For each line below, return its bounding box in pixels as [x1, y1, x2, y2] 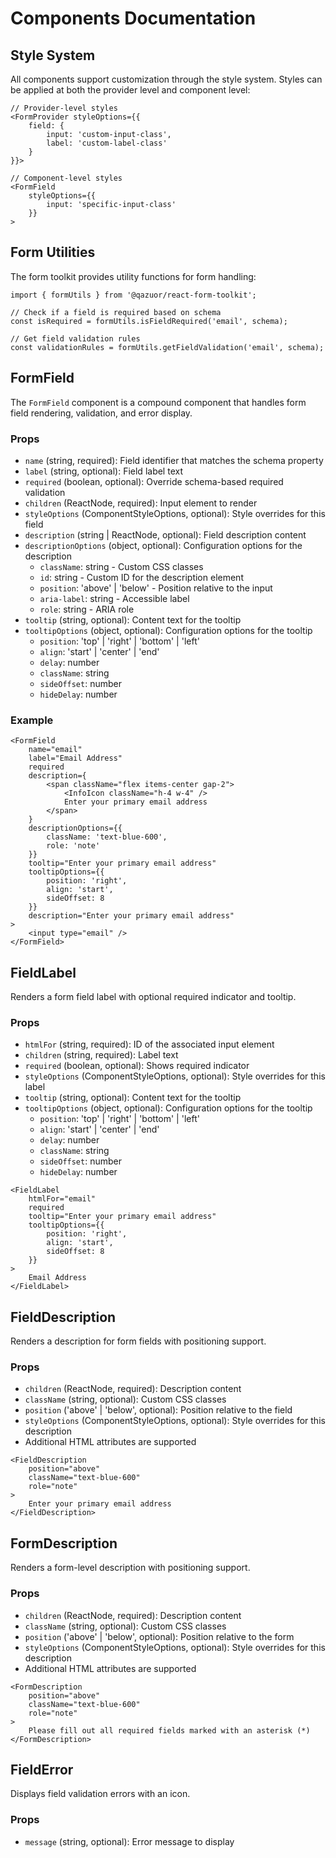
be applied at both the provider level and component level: [10, 84, 251, 96]
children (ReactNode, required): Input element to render [24, 497, 258, 509]
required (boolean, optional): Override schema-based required [24, 475, 284, 487]
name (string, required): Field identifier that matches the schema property [24, 454, 324, 466]
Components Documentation [10, 7, 257, 30]
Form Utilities [10, 244, 96, 261]
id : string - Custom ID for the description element [39, 571, 244, 583]
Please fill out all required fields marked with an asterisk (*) [28, 1725, 311, 1736]
